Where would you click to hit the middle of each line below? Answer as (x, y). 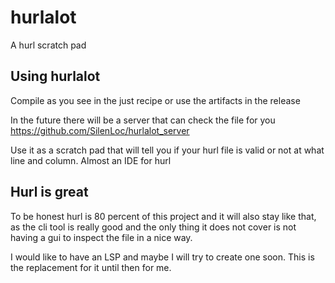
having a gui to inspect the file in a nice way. (101, 237)
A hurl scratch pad (48, 45)
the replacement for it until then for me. (91, 267)
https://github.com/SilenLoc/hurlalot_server (100, 130)
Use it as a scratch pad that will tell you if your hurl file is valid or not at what (167, 150)
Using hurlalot (55, 76)
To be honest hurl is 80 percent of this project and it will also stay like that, (163, 216)
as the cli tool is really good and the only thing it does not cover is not (153, 227)
